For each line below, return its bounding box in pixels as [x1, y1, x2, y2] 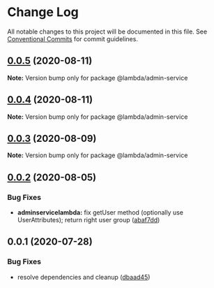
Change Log [7, 4, 79, 20]
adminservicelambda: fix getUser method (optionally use [17, 208, 183, 217]
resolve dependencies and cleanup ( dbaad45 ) [17, 273, 151, 281]
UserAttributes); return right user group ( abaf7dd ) [17, 216, 160, 224]
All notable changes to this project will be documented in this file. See [7, 27, 208, 36]
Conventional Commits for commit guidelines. [7, 34, 138, 43]
